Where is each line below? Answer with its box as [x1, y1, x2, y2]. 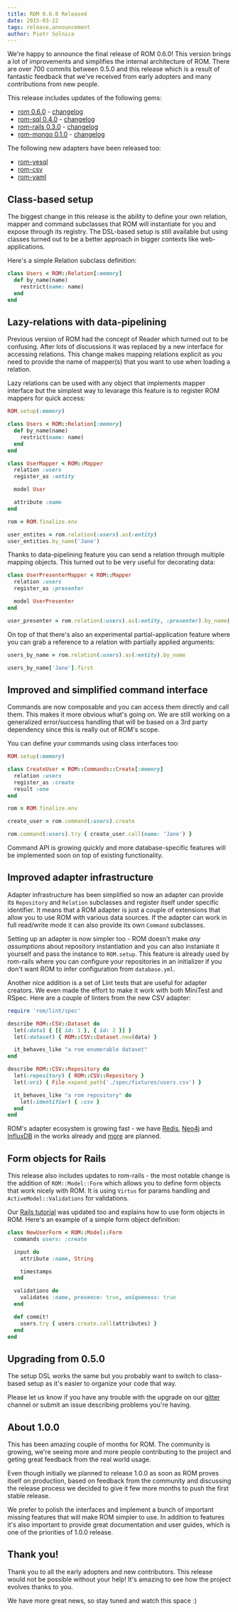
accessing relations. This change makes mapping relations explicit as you [7, 350, 222, 359]
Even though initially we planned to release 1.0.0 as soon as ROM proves [7, 1469, 219, 1478]
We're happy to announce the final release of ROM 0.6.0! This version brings [7, 50, 232, 58]
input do [13, 1248, 40, 1255]
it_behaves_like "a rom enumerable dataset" [13, 1046, 148, 1053]
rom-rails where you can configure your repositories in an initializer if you [7, 957, 222, 965]
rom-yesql [17, 158, 48, 166]
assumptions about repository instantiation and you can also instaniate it [7, 942, 220, 950]
